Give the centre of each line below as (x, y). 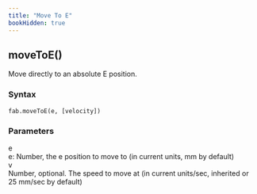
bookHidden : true (37, 23)
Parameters (31, 131)
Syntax (22, 94)
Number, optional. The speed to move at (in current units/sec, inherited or (128, 173)
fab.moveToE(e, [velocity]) (55, 111)
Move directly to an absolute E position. (73, 74)
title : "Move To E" (40, 15)
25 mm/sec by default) (46, 181)
